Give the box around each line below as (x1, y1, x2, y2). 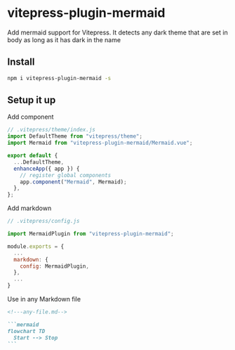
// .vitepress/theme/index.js (7, 127, 96, 134)
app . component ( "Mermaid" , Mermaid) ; (20, 178, 128, 186)
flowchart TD (7, 328, 46, 335)
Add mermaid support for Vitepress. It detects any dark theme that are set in (7, 28, 228, 37)
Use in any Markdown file (7, 295, 81, 304)
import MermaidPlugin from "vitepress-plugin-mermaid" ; (7, 231, 174, 238)
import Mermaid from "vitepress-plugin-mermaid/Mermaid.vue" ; (7, 139, 193, 147)
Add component (7, 112, 54, 121)
